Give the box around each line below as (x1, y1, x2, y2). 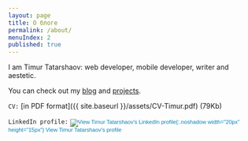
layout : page (8, 11, 51, 20)
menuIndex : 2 (8, 33, 51, 42)
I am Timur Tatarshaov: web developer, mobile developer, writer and (8, 62, 230, 72)
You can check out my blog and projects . (8, 86, 142, 95)
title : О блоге (8, 19, 58, 27)
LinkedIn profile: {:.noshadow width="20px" (8, 118, 240, 126)
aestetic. (8, 71, 37, 80)
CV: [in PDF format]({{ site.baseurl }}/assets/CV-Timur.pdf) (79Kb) (8, 102, 223, 111)
